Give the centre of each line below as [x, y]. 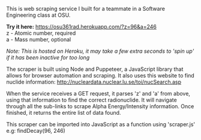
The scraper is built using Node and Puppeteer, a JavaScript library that [95, 69]
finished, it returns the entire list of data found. [64, 113]
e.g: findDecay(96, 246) [36, 131]
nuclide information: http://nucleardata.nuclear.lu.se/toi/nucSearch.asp [94, 82]
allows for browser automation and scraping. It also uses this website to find [100, 75]
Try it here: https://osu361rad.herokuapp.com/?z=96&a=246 [82, 27]
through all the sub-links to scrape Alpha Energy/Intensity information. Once [100, 106]
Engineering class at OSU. [38, 15]
